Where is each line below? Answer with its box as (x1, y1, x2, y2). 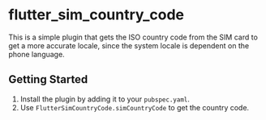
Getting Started (8, 72, 88, 86)
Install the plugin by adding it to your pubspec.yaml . (19, 94, 191, 104)
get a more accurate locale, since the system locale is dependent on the (8, 40, 250, 50)
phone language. (8, 49, 65, 59)
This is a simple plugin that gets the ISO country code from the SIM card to (8, 32, 258, 42)
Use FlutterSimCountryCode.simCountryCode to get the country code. (19, 102, 250, 112)
